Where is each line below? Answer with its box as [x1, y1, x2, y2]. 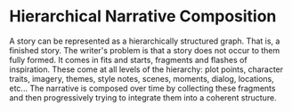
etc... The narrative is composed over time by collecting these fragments [9, 83, 276, 93]
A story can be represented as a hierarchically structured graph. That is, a [9, 36, 280, 46]
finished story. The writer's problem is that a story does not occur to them [9, 44, 280, 55]
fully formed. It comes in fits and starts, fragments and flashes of [9, 54, 247, 65]
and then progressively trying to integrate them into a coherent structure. [9, 92, 278, 103]
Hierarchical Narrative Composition [9, 6, 277, 27]
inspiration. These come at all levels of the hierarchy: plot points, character [9, 64, 284, 75]
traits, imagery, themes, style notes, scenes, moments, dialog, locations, [9, 73, 274, 84]
